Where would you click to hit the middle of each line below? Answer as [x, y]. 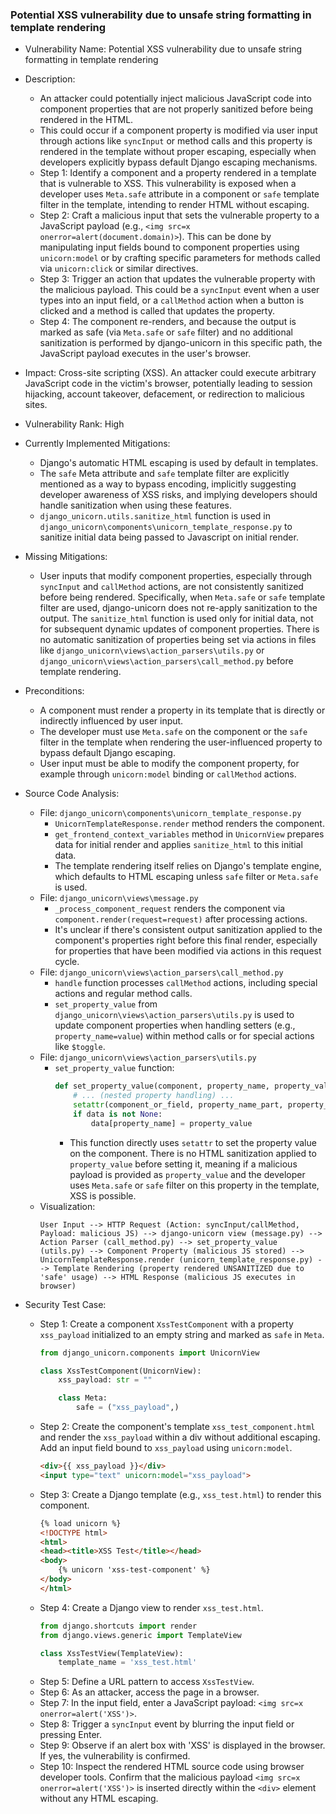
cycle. [67, 962]
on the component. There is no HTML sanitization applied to [193, 1153]
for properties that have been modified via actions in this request [188, 951]
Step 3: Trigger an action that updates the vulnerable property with [177, 279]
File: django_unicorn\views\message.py [119, 898]
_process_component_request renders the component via [170, 909]
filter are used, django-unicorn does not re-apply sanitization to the [178, 608]
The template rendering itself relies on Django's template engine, [188, 866]
